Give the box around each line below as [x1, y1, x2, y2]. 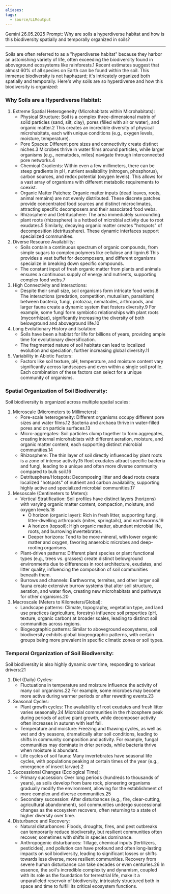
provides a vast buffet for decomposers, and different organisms [20, 255, 156, 261]
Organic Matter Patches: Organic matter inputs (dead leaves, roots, [20, 190, 161, 196]
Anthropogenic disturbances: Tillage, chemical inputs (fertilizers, [20, 840, 156, 846]
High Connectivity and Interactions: [12, 282, 88, 288]
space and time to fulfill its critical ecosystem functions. [20, 883, 137, 889]
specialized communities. [20, 233, 74, 239]
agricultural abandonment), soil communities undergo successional [20, 801, 162, 808]
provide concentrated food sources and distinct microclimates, [20, 200, 152, 207]
